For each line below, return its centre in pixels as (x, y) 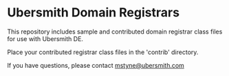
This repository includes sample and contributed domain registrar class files (115, 31)
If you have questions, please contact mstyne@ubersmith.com (96, 65)
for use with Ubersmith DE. (45, 38)
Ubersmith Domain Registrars (94, 13)
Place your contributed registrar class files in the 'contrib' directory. (103, 52)
